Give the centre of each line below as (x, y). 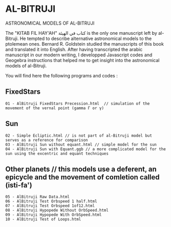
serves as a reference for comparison (47, 140)
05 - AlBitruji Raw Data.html (38, 197)
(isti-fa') (19, 185)
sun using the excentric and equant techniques (57, 153)
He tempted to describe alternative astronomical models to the (86, 38)
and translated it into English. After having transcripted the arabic (74, 49)
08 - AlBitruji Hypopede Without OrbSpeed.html (57, 211)
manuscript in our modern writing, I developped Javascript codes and (79, 55)
